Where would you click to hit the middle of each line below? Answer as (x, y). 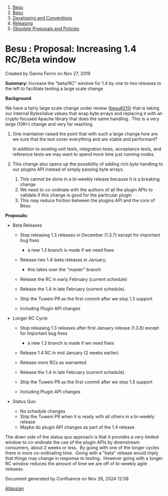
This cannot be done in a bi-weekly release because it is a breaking (90, 179)
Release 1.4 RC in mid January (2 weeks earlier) (69, 353)
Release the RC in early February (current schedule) (74, 279)
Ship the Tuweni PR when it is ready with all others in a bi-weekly (87, 416)
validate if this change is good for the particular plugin (76, 195)
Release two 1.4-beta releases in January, (63, 260)
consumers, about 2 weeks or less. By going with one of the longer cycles (82, 447)
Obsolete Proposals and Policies (46, 29)
